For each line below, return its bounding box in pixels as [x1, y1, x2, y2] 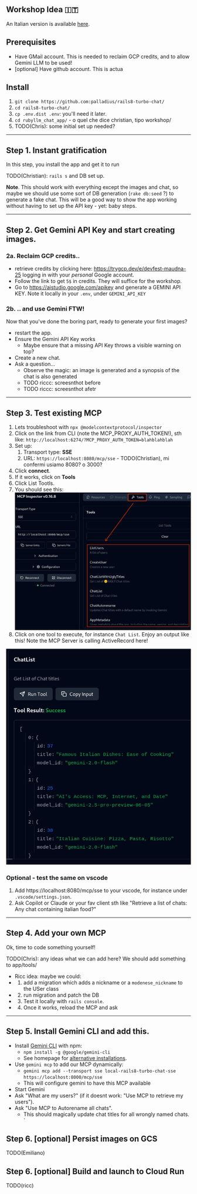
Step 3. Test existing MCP [6, 408, 102, 418]
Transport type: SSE [23, 448, 72, 456]
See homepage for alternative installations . [23, 1054, 127, 1061]
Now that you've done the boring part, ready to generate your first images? [6, 318, 188, 325]
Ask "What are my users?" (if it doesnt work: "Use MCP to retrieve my [14, 1092, 184, 1099]
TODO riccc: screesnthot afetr [23, 386, 97, 393]
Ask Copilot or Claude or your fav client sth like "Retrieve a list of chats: [14, 899, 188, 906]
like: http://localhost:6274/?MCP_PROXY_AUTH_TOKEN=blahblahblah [14, 436, 173, 443]
